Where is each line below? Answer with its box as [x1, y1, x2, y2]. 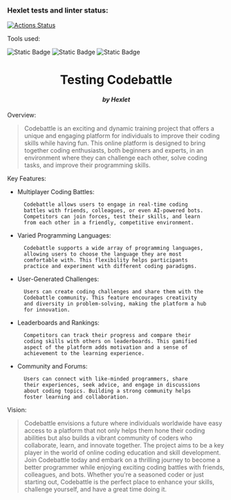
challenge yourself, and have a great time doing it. [24, 485, 167, 493]
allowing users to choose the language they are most [24, 251, 182, 258]
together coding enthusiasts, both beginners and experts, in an [24, 146, 204, 154]
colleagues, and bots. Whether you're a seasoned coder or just [24, 470, 204, 479]
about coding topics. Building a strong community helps [24, 387, 192, 394]
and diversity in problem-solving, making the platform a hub [24, 300, 207, 307]
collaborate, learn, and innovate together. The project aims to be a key [24, 441, 225, 449]
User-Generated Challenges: [17, 275, 99, 283]
